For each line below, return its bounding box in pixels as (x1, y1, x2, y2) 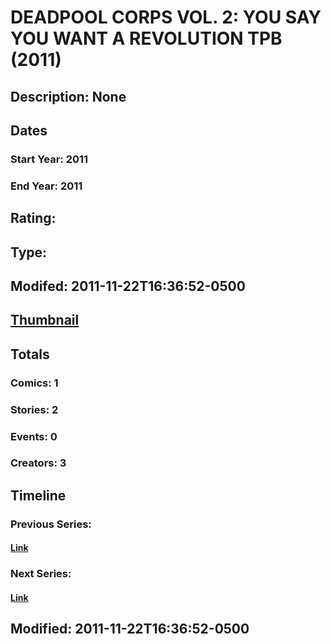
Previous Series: (10, 517, 92, 531)
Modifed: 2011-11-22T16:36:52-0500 (10, 277, 246, 295)
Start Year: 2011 (10, 152, 89, 166)
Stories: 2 (10, 402, 59, 416)
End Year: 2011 (10, 179, 83, 193)
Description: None (10, 88, 127, 105)
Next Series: (10, 567, 72, 581)
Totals (10, 346, 50, 363)
